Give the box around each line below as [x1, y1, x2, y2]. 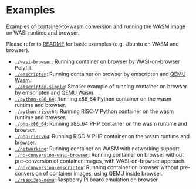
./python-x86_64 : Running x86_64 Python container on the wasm [14, 95, 172, 102]
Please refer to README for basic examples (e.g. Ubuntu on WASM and [6, 40, 179, 47]
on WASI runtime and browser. [6, 29, 80, 36]
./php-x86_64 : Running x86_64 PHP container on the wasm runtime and [14, 120, 188, 127]
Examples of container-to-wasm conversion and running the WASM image [6, 23, 186, 30]
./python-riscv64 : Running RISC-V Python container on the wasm [14, 108, 174, 115]
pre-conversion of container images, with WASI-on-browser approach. [14, 157, 186, 164]
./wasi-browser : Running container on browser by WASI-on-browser [14, 58, 180, 65]
